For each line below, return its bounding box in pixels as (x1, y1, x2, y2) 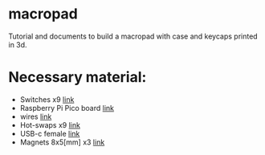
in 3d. (8, 39, 27, 49)
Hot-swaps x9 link (19, 120, 80, 129)
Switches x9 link (19, 94, 75, 104)
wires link (19, 112, 52, 121)
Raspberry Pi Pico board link (19, 103, 115, 112)
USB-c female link (19, 128, 80, 138)
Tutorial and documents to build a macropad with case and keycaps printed (8, 31, 259, 41)
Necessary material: (8, 68, 147, 87)
